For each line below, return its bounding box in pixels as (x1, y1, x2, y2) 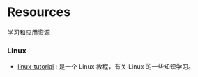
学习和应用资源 (7, 28, 50, 36)
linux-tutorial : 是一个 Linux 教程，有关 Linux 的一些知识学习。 (17, 62, 195, 71)
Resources (7, 4, 71, 20)
